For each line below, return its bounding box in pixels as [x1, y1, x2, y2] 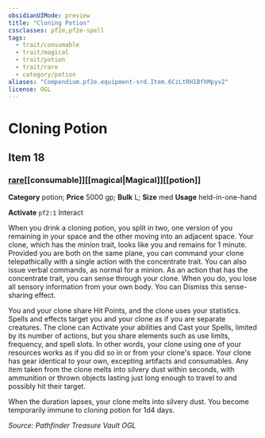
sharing [8, 291, 33, 300]
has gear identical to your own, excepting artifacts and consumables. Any [8, 356, 248, 366]
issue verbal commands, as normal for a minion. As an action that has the [8, 265, 248, 275]
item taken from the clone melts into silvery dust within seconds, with [8, 365, 235, 375]
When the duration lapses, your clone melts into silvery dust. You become [8, 397, 250, 406]
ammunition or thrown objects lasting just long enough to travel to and [8, 373, 237, 383]
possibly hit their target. [8, 382, 86, 391]
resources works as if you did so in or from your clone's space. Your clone [8, 348, 252, 357]
